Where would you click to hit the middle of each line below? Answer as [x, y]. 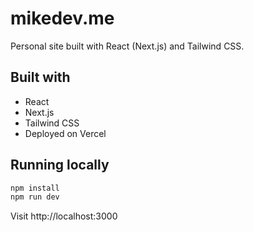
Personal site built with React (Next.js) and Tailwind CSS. [127, 46]
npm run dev [35, 197]
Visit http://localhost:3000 [64, 216]
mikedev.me [62, 18]
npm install [35, 188]
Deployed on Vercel [65, 133]
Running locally [60, 165]
